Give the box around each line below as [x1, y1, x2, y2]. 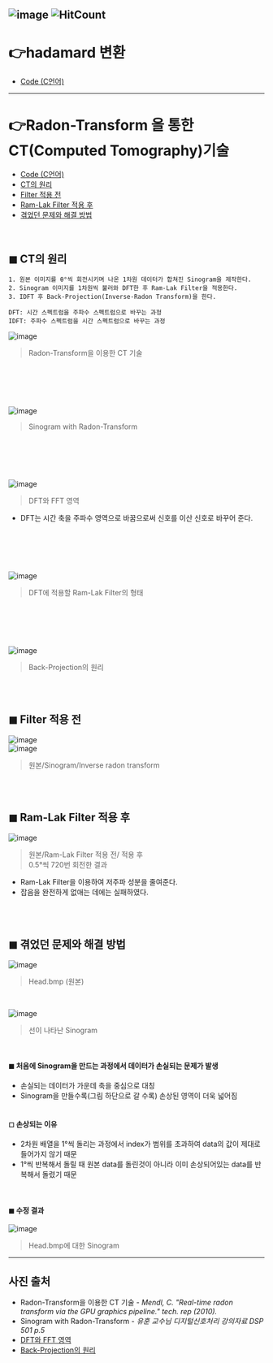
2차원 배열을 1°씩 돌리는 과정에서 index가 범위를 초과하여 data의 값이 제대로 [19, 1139, 262, 1149]
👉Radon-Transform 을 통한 [8, 115, 194, 134]
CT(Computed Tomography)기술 [8, 141, 230, 159]
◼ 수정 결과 [8, 1205, 45, 1215]
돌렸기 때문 [41, 1169, 77, 1179]
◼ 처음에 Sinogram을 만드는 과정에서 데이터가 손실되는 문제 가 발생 [8, 1061, 219, 1071]
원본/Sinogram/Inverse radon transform [28, 760, 160, 770]
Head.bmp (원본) [28, 976, 84, 986]
